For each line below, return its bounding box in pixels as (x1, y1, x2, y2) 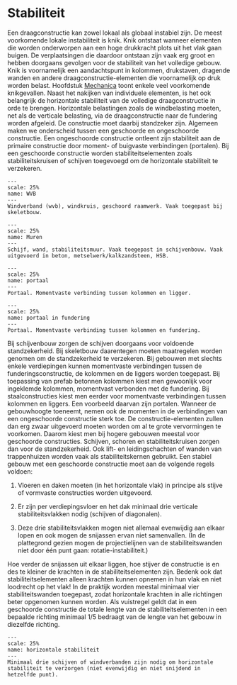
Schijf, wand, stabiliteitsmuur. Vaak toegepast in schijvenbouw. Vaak (7, 246, 223, 253)
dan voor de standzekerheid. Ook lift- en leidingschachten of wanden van (7, 445, 222, 453)
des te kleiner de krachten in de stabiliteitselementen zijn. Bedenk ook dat (7, 567, 223, 576)
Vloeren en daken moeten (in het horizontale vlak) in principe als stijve (17, 481, 223, 489)
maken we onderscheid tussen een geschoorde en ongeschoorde (7, 126, 200, 135)
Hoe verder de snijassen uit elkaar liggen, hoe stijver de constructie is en (7, 559, 220, 568)
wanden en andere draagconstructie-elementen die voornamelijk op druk (7, 73, 221, 82)
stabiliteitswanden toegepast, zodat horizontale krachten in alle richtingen (7, 590, 223, 598)
